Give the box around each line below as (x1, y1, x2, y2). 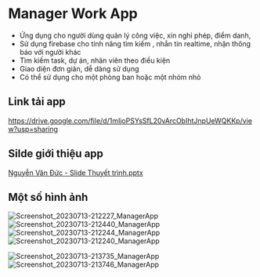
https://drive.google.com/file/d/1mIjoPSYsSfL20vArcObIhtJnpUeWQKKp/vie (8, 115, 253, 126)
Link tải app (8, 95, 67, 108)
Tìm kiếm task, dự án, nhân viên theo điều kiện (19, 56, 171, 65)
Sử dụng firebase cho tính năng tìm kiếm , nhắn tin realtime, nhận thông (19, 38, 251, 48)
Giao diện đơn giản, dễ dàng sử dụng (19, 64, 139, 73)
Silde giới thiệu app (8, 147, 104, 161)
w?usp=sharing (8, 124, 59, 133)
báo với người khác (19, 47, 81, 56)
